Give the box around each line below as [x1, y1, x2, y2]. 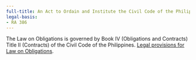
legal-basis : [6, 14, 38, 20]
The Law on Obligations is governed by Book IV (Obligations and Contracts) [6, 36, 188, 43]
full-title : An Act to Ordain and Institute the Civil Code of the [6, 8, 174, 15]
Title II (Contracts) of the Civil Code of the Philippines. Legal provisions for [6, 41, 185, 48]
